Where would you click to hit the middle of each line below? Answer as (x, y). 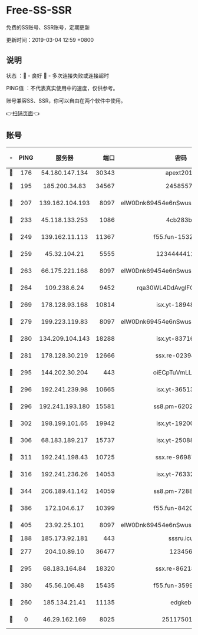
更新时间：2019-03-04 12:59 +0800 (50, 40)
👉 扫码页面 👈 (23, 113)
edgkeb (181, 602)
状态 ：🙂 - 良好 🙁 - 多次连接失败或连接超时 (57, 75)
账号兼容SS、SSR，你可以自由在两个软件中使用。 (66, 100)
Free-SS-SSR (39, 10)
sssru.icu (181, 538)
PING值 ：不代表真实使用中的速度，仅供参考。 (62, 88)
